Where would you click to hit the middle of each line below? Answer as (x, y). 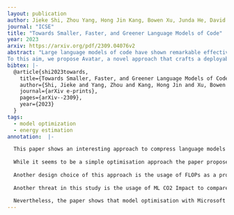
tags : (15, 117)
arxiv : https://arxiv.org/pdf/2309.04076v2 (71, 46)
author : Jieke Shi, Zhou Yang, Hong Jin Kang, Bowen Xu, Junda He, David (117, 20)
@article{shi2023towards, (51, 72)
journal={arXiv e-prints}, (59, 91)
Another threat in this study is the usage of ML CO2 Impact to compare (121, 188)
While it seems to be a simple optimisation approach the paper (109, 162)
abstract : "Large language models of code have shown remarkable (104, 53)
